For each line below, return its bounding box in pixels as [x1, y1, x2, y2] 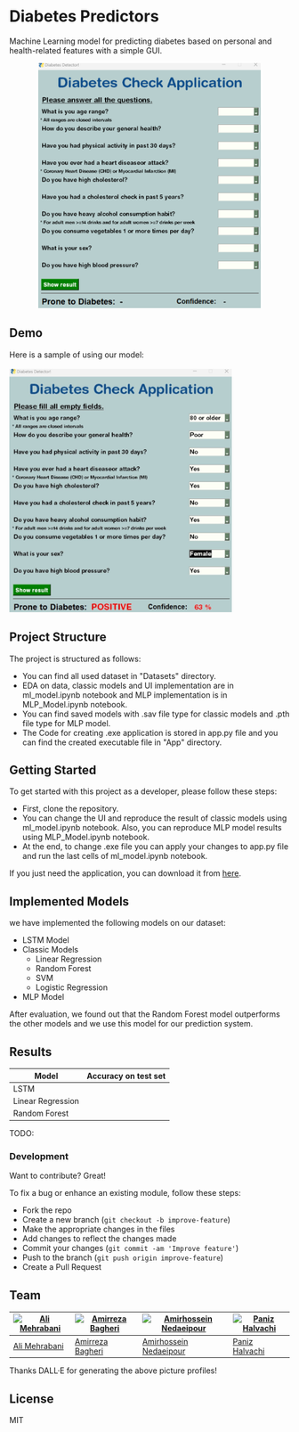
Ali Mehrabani [12, 1341, 64, 1352]
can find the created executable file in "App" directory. [21, 737, 222, 748]
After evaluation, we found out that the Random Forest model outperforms [9, 1009, 280, 1019]
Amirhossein [141, 1336, 189, 1346]
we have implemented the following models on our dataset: [9, 918, 226, 929]
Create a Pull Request [21, 1262, 102, 1272]
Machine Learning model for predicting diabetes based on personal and [9, 36, 272, 46]
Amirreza [74, 1336, 109, 1346]
